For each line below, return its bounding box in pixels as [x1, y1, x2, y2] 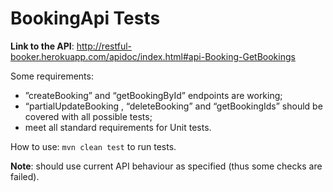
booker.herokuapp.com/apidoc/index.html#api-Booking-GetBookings [10, 50, 296, 62]
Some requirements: [10, 70, 94, 82]
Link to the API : [10, 40, 75, 52]
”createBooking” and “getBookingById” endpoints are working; [24, 89, 283, 101]
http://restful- [76, 40, 132, 52]
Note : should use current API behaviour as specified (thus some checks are [10, 160, 323, 172]
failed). [10, 170, 40, 182]
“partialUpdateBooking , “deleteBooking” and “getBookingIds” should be [24, 100, 323, 112]
